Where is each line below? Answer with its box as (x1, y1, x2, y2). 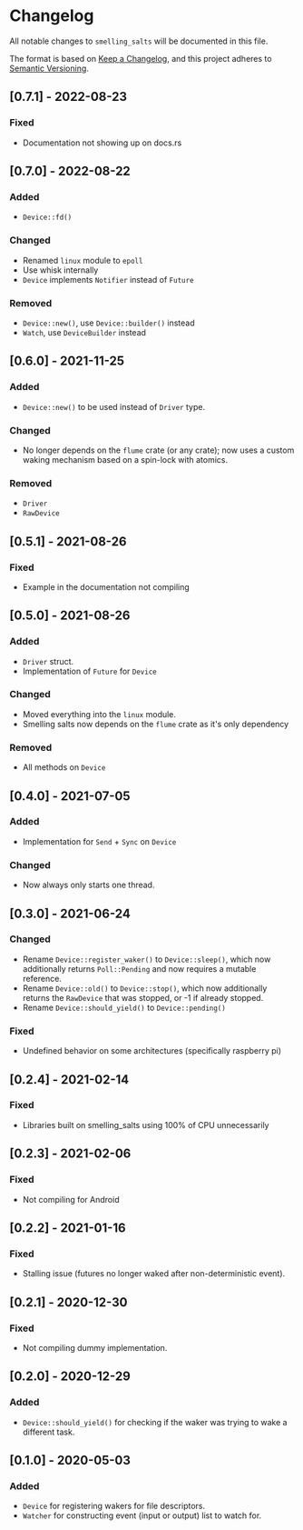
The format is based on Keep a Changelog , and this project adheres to (9, 53, 272, 64)
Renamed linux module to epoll (22, 255, 143, 265)
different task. (22, 1426, 75, 1437)
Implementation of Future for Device (22, 665, 157, 676)
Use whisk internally (22, 265, 99, 275)
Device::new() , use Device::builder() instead (22, 317, 195, 328)
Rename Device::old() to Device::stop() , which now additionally (22, 983, 268, 994)
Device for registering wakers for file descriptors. (22, 1501, 206, 1512)
